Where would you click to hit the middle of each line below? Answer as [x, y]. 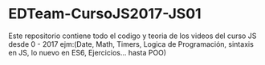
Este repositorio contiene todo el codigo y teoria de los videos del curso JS [132, 36]
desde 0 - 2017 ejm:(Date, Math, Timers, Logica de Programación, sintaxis [131, 44]
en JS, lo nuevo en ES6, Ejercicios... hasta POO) [88, 52]
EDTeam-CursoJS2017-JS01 [105, 14]
